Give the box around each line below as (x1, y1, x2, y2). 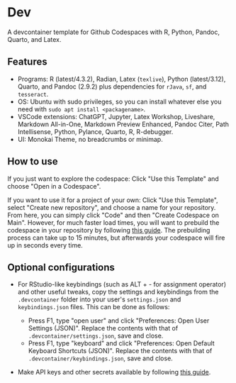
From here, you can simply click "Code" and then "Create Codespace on (7, 211, 220, 219)
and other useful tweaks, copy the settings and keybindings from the (17, 288, 219, 296)
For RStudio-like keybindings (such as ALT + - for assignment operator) (17, 280, 227, 289)
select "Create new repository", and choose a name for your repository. (7, 203, 216, 211)
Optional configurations (7, 261, 116, 273)
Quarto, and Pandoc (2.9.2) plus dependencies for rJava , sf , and (17, 82, 207, 91)
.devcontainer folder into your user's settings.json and (17, 295, 181, 304)
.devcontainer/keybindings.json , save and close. (28, 354, 174, 362)
